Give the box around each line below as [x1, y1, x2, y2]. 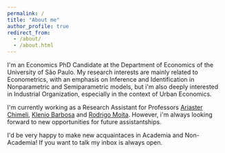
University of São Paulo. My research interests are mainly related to [7, 68, 198, 76]
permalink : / [7, 10, 45, 17]
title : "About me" [7, 16, 60, 23]
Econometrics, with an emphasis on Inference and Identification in [7, 75, 195, 83]
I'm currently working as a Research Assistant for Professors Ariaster [7, 104, 203, 111]
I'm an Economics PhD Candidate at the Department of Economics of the [7, 61, 214, 69]
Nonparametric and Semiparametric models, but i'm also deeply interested [7, 83, 219, 91]
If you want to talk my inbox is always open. [39, 139, 163, 146]
